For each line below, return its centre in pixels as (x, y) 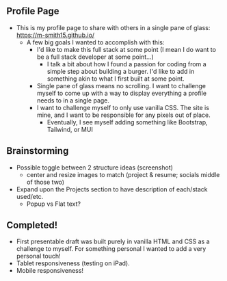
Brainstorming (38, 151)
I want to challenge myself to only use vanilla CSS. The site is (123, 107)
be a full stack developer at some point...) (95, 57)
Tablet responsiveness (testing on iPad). (73, 263)
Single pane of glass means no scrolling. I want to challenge (121, 85)
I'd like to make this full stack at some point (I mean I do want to (126, 49)
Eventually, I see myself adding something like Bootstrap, (127, 122)
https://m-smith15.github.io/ (55, 35)
